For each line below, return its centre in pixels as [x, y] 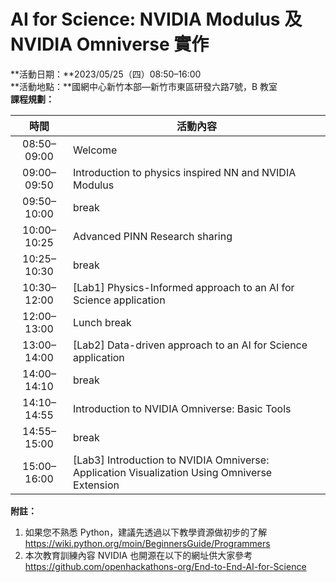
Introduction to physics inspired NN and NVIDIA [185, 172]
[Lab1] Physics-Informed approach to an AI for [184, 287]
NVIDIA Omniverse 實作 [110, 44]
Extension [96, 485]
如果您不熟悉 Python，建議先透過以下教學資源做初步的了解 [146, 532]
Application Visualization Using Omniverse [173, 472]
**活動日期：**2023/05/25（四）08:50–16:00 [106, 74]
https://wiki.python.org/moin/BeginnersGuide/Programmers [147, 543]
